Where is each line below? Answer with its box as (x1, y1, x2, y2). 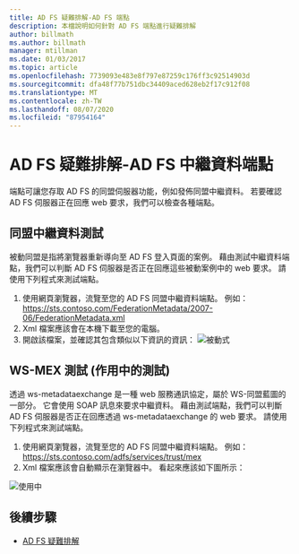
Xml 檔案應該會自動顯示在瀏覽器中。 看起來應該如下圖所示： (21, 462, 245, 472)
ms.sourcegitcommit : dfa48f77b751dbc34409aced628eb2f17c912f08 (9, 80, 251, 89)
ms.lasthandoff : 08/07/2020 (9, 105, 115, 114)
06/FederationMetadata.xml (21, 312, 125, 323)
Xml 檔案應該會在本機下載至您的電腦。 (21, 323, 165, 333)
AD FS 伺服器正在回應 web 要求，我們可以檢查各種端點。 (9, 197, 219, 208)
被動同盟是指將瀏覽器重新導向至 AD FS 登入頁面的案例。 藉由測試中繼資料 (9, 251, 282, 262)
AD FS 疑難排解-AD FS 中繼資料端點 (9, 154, 274, 175)
